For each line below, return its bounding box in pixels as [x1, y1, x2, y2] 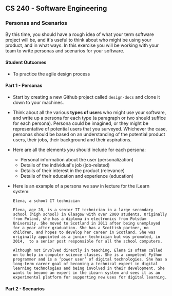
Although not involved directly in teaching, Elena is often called [12, 248, 163, 253]
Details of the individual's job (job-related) [20, 162, 110, 169]
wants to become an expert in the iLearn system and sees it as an [12, 270, 160, 275]
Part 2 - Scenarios [5, 285, 45, 292]
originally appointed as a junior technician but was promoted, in [12, 234, 160, 239]
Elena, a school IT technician [12, 198, 80, 203]
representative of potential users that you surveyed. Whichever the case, [12, 126, 167, 132]
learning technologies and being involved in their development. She [12, 266, 165, 271]
